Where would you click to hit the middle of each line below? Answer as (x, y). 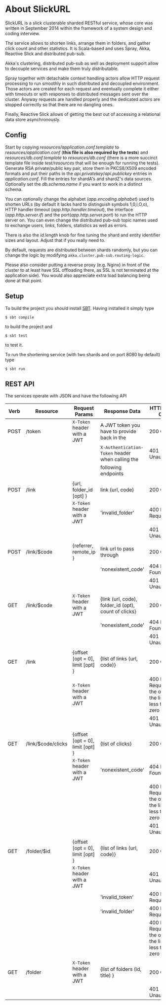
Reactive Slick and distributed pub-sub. (45, 54)
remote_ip (84, 552)
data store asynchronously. (33, 119)
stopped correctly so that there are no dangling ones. (59, 104)
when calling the (120, 460)
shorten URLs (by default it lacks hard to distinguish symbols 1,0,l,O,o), (77, 204)
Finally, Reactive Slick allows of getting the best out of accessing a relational (83, 114)
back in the (113, 438)
